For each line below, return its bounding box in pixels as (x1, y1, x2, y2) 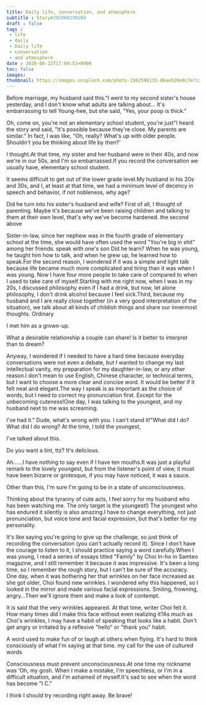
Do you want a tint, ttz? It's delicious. (6, 447, 100, 454)
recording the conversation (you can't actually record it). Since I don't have (6, 540, 196, 547)
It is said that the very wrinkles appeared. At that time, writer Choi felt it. (6, 604, 188, 611)
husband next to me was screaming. (6, 404, 98, 412)
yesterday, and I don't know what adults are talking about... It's (6, 101, 165, 108)
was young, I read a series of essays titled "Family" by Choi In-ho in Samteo (6, 553, 198, 560)
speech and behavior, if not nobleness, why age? (6, 188, 131, 196)
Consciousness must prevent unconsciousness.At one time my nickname (6, 660, 191, 668)
